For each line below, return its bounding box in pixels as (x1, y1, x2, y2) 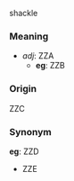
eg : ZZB (35, 60, 65, 71)
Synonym (9, 125, 52, 138)
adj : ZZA (21, 50, 54, 61)
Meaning (9, 30, 49, 42)
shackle (9, 8, 38, 18)
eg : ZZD (9, 146, 39, 157)
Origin (9, 83, 37, 95)
